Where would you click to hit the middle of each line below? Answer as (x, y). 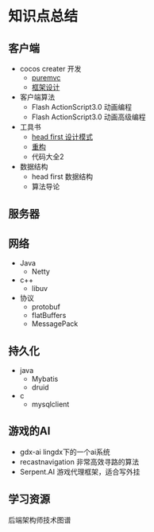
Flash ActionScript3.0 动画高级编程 (89, 117)
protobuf (46, 307)
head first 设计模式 (62, 137)
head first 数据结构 (62, 177)
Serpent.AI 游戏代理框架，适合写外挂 (80, 472)
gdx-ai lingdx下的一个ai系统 (65, 452)
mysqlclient (50, 404)
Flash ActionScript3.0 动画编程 (82, 107)
